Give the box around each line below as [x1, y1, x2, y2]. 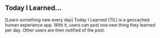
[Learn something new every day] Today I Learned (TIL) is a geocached [5, 17, 150, 22]
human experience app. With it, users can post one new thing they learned [5, 22, 156, 28]
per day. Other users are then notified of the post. [5, 27, 105, 33]
